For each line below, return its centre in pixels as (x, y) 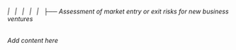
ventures (20, 18)
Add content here (33, 41)
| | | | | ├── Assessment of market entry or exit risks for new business (118, 11)
